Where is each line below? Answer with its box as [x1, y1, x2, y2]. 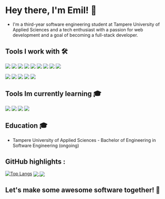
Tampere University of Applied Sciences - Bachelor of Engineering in [12, 137, 156, 143]
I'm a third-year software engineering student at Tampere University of [12, 21, 160, 27]
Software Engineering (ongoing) [12, 142, 79, 148]
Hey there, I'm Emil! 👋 [5, 5, 97, 16]
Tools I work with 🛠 [5, 47, 68, 56]
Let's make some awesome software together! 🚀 [5, 185, 160, 194]
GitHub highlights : [5, 157, 66, 166]
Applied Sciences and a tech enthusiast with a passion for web [12, 26, 143, 32]
